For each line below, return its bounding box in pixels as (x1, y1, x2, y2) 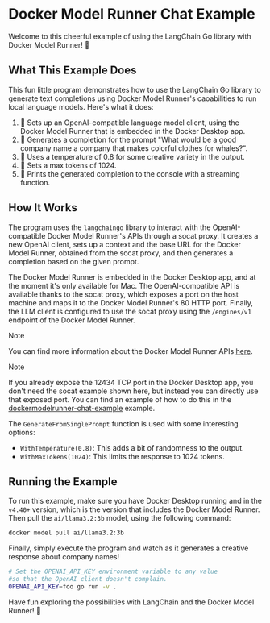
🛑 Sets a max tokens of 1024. (19, 160, 117, 170)
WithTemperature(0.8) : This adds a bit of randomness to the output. (19, 442, 244, 452)
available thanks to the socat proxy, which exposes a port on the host (8, 289, 239, 299)
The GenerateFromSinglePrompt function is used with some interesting (8, 418, 239, 428)
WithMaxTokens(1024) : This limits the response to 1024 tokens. (19, 451, 225, 461)
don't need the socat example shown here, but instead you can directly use (8, 386, 259, 396)
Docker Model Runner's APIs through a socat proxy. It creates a (47, 231, 259, 240)
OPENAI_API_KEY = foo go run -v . (8, 583, 117, 591)
